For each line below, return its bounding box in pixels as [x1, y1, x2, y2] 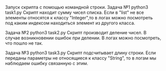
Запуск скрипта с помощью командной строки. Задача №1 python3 [5, 4, 149, 10]
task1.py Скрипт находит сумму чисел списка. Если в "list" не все [5, 9, 144, 15]
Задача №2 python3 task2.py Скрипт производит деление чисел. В [5, 30, 147, 35]
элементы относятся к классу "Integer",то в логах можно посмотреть [5, 15, 153, 20]
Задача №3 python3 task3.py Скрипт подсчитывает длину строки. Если [5, 50, 156, 56]
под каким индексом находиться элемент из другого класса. [5, 20, 135, 26]
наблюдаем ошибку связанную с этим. [5, 61, 88, 66]
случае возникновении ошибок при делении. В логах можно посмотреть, [5, 35, 162, 41]
